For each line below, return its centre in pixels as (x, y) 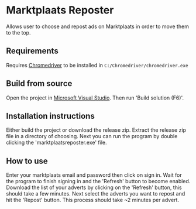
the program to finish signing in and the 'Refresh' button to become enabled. (98, 181)
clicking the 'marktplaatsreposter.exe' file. (56, 143)
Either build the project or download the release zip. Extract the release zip (96, 130)
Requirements (32, 51)
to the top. (18, 32)
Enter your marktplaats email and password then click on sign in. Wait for (94, 175)
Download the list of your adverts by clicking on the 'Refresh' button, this (94, 187)
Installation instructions (50, 116)
